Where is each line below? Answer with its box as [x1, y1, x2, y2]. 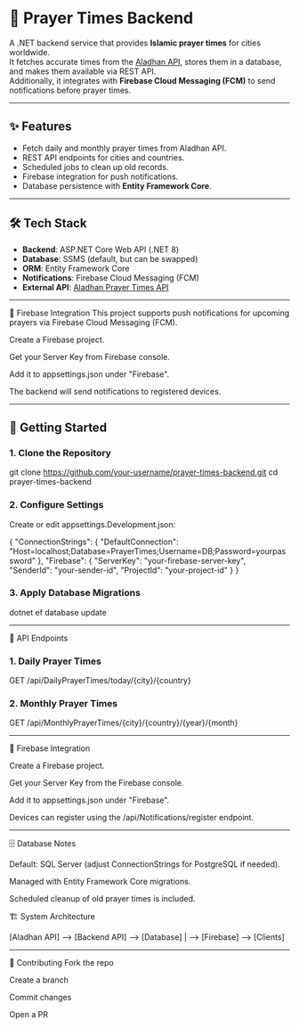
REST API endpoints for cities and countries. [21, 151, 185, 163]
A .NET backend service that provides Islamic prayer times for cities [9, 37, 261, 48]
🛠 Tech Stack [9, 216, 87, 231]
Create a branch [9, 975, 69, 985]
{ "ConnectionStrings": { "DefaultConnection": [9, 536, 179, 547]
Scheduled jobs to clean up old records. [21, 161, 169, 172]
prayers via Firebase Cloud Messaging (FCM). [9, 316, 178, 328]
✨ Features [9, 119, 72, 135]
